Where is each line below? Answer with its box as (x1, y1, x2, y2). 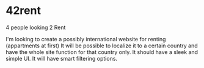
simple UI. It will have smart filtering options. (5, 55, 117, 62)
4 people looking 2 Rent (5, 24, 66, 31)
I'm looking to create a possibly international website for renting (5, 35, 166, 42)
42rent (5, 4, 41, 18)
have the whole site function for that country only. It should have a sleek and (5, 48, 199, 55)
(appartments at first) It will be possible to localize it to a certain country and (5, 42, 198, 49)
